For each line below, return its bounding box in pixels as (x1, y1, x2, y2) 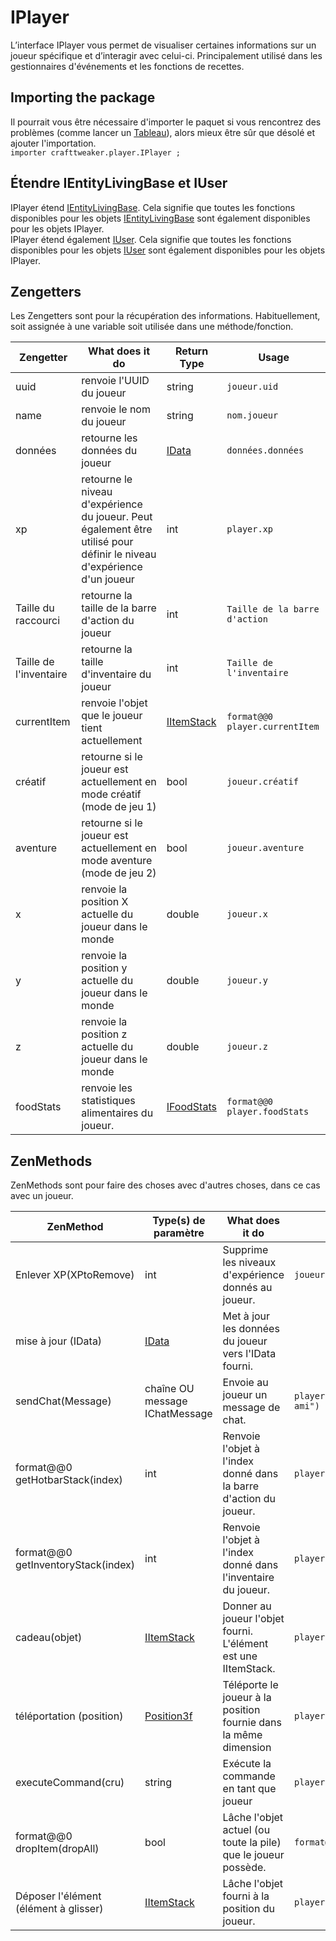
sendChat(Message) (15, 1394, 112, 1408)
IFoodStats (166, 1100, 217, 1114)
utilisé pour (81, 535, 134, 549)
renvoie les (81, 1081, 133, 1095)
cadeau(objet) (15, 1631, 83, 1645)
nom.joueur (226, 410, 279, 421)
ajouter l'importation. (10, 137, 97, 149)
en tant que (222, 1782, 277, 1796)
